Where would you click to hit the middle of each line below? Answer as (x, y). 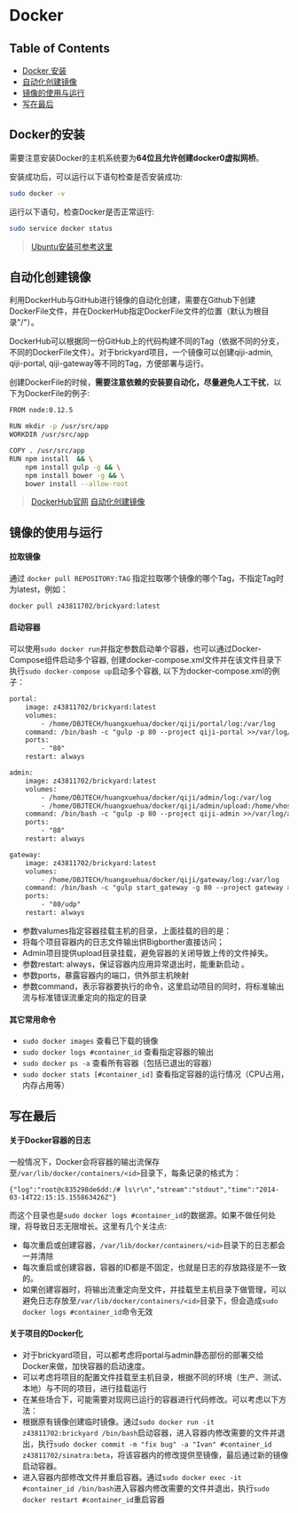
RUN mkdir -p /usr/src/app (59, 426)
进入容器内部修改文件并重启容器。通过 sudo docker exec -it (132, 1477)
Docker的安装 (47, 135)
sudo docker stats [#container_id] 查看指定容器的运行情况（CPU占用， (155, 1074)
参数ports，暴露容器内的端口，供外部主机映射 (106, 975)
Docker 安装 (44, 71)
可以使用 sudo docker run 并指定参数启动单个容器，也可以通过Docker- (135, 649)
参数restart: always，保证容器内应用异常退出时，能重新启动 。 (136, 964)
